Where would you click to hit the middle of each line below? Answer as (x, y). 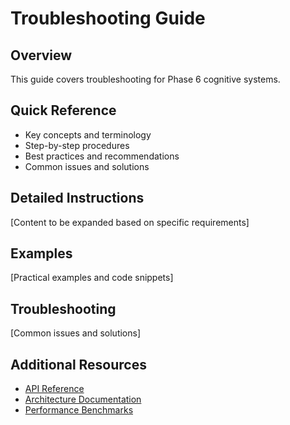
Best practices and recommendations (102, 156)
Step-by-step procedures (77, 145)
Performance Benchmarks (79, 410)
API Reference (54, 389)
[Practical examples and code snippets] (92, 278)
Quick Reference (63, 110)
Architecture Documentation (83, 399)
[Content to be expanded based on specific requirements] (130, 222)
